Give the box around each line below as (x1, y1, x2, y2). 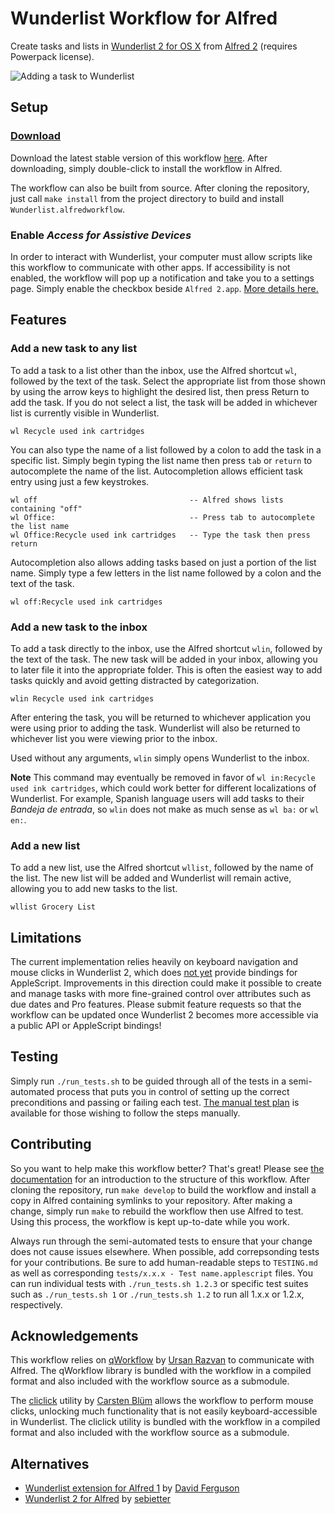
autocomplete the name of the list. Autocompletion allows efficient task (10, 465, 303, 477)
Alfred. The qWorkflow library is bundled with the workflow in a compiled (10, 1365, 312, 1377)
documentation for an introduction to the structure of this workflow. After (10, 1173, 311, 1185)
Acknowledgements (10, 1328, 139, 1345)
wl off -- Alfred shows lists (10, 495, 284, 505)
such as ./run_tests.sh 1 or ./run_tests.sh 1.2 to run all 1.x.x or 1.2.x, (10, 1288, 305, 1300)
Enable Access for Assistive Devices (10, 228, 192, 242)
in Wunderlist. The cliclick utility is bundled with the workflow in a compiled (10, 1416, 321, 1428)
